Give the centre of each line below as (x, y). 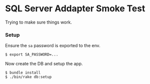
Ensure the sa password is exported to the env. (53, 46)
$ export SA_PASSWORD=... (32, 55)
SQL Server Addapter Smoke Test (75, 9)
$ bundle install (23, 73)
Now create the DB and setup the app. (44, 64)
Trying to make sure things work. (39, 22)
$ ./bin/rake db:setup (28, 77)
